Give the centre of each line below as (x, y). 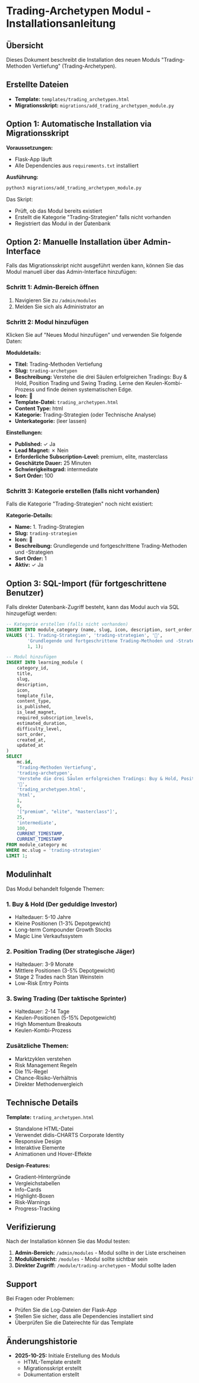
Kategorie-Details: (30, 516)
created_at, (31, 740)
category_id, (33, 668)
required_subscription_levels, (55, 718)
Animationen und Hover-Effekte (53, 1154)
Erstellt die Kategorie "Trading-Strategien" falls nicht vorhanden (93, 217)
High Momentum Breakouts (48, 1024)
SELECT (14, 757)
